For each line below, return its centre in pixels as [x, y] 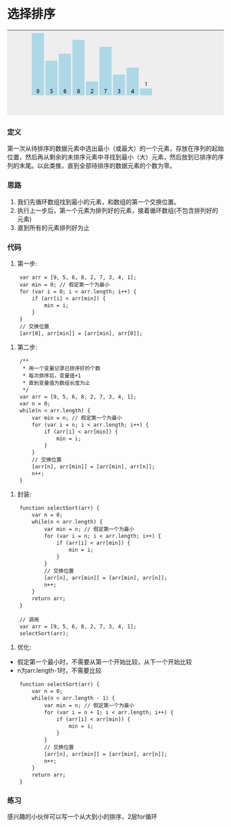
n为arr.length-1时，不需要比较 [59, 670]
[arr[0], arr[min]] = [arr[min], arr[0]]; [81, 334]
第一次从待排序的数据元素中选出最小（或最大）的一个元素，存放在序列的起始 [115, 148]
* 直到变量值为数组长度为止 [56, 383]
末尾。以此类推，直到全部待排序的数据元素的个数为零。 [97, 166]
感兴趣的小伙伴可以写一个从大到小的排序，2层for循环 [82, 817]
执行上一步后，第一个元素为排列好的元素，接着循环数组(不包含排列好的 [118, 210]
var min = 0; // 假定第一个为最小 [65, 285]
